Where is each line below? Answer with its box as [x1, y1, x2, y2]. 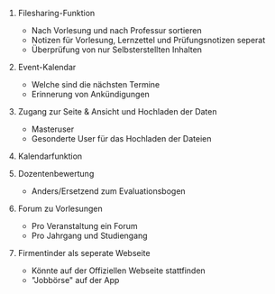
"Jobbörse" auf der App [31, 275, 120, 285]
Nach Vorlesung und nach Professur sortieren [31, 25, 202, 35]
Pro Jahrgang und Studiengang [31, 230, 148, 241]
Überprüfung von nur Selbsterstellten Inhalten [31, 44, 203, 55]
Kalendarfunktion [17, 151, 83, 161]
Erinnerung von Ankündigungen [31, 89, 151, 99]
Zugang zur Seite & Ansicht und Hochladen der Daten [17, 106, 217, 116]
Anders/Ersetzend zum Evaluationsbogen [31, 186, 187, 197]
